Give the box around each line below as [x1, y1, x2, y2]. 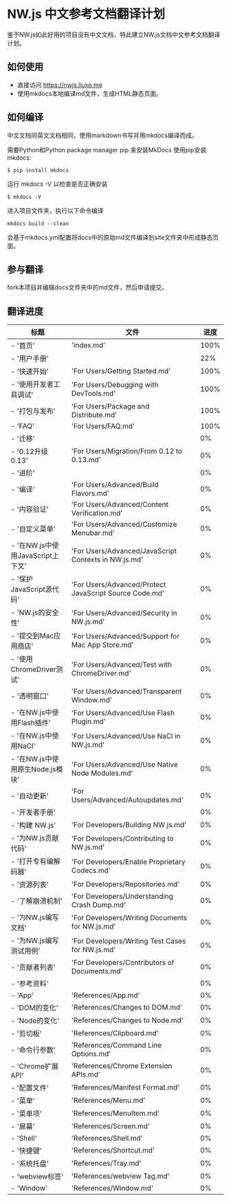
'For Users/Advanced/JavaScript [71, 546, 177, 556]
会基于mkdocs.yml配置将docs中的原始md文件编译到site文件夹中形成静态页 [7, 233, 219, 241]
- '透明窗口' [10, 692, 49, 701]
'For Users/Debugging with [71, 380, 159, 390]
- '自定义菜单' [10, 524, 56, 534]
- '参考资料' [10, 979, 49, 988]
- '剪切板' [10, 1029, 43, 1039]
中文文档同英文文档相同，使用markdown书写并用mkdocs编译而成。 [7, 131, 198, 139]
